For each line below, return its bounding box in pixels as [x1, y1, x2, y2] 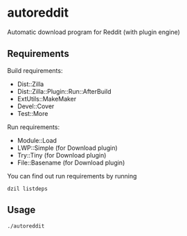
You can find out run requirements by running [7, 171, 137, 180]
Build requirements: [7, 66, 63, 74]
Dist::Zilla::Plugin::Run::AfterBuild [17, 87, 112, 95]
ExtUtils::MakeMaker [17, 94, 77, 103]
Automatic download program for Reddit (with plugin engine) [7, 28, 180, 36]
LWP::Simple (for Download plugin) [17, 144, 118, 152]
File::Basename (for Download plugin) [17, 158, 125, 167]
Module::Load [17, 136, 57, 144]
